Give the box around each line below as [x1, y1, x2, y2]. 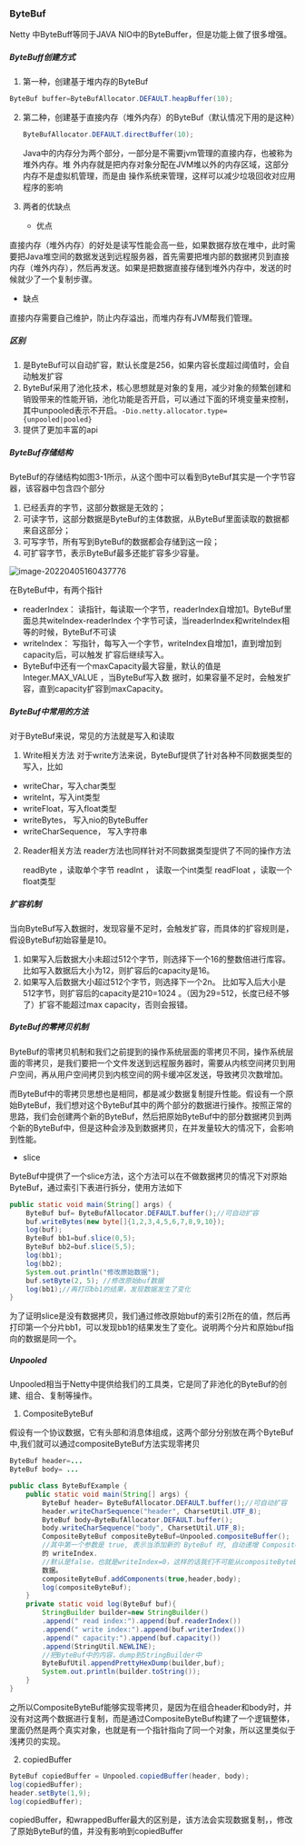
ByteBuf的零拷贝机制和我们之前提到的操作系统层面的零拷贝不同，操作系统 [9, 1046, 286, 1057]
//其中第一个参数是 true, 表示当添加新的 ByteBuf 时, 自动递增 [42, 1541, 259, 1550]
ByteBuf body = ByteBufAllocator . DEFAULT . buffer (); [42, 1515, 233, 1524]
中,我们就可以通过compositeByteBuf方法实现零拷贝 [9, 1439, 201, 1450]
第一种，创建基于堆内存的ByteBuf [22, 76, 149, 87]
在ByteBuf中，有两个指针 [9, 584, 103, 595]
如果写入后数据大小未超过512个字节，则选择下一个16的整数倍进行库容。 [22, 953, 290, 964]
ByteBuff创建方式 [9, 51, 76, 62]
